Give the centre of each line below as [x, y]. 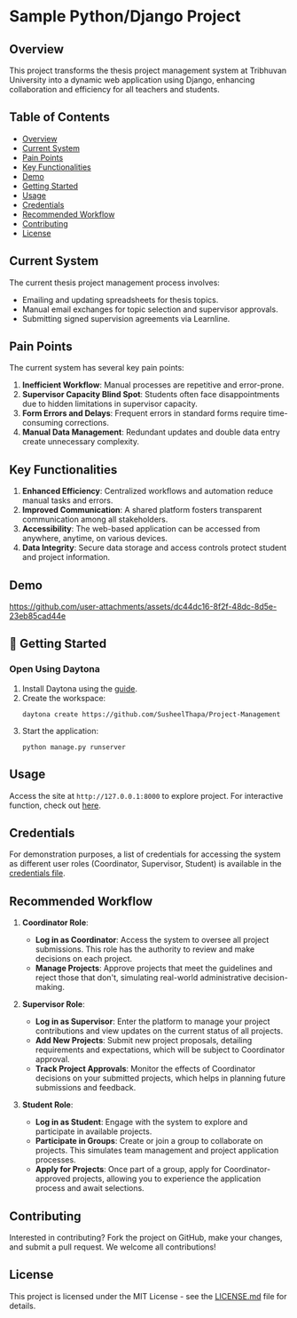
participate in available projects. [94, 1131]
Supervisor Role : [54, 1004]
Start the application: [60, 731]
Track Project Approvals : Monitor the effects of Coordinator [145, 1069]
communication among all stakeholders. [95, 519]
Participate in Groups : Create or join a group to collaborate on [149, 1141]
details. [23, 1306]
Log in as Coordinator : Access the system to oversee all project [152, 940]
